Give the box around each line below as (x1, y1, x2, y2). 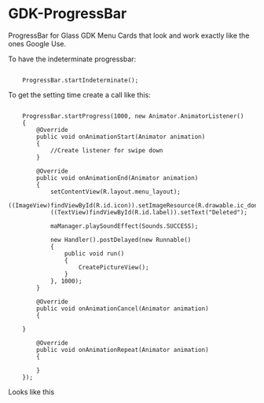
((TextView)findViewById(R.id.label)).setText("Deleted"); (49, 208, 247, 216)
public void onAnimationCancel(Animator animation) (36, 304, 210, 313)
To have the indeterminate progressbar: (8, 54, 137, 64)
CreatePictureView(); (78, 263, 149, 271)
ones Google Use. (8, 38, 67, 48)
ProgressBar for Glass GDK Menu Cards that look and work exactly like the (8, 31, 250, 40)
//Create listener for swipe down (49, 146, 163, 154)
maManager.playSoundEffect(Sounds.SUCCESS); (49, 222, 199, 230)
